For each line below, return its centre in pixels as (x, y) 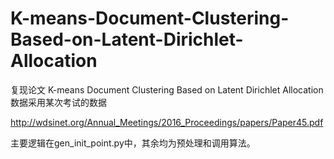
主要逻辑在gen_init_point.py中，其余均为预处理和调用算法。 (133, 143)
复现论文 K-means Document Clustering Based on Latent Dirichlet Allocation (167, 89)
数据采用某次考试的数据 (58, 102)
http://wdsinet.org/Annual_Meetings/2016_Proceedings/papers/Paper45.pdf (167, 122)
